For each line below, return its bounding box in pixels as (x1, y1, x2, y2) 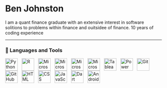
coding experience (5, 30, 44, 36)
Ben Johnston (5, 3, 64, 14)
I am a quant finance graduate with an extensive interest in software (5, 19, 144, 25)
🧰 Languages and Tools (5, 46, 63, 53)
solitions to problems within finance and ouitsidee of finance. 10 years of (5, 24, 154, 30)
